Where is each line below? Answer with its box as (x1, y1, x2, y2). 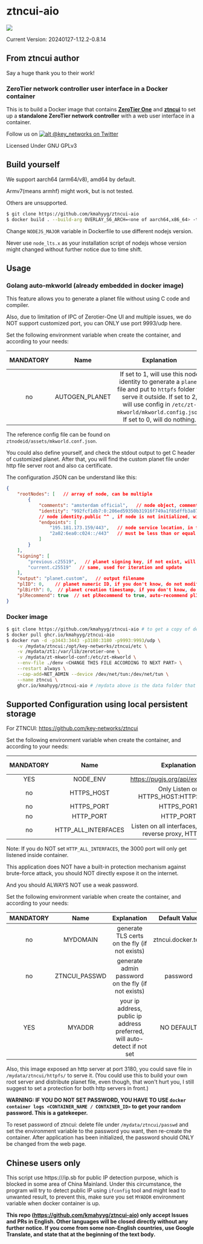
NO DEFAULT (159, 1024, 198, 1032)
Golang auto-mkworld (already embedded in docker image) (6, 281, 184, 289)
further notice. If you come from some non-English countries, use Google (6, 1225, 195, 1232)
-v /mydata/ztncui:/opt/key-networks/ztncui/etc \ (17, 643, 147, 649)
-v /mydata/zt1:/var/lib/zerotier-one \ (17, 649, 120, 655)
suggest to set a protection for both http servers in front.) (6, 1085, 149, 1092)
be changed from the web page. (6, 1140, 86, 1148)
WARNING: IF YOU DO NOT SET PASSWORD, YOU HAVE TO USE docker (6, 1096, 186, 1103)
